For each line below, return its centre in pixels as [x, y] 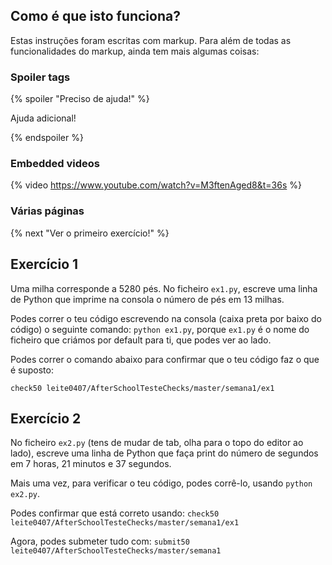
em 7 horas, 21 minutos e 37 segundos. [91, 464]
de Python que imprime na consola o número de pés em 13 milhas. [147, 299]
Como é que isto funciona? [95, 16]
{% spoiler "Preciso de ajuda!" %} [80, 99]
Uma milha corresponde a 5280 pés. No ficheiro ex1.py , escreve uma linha [164, 288]
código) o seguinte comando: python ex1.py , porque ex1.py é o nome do [160, 329]
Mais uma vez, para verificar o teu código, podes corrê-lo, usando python [161, 483]
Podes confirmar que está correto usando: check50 [115, 513]
